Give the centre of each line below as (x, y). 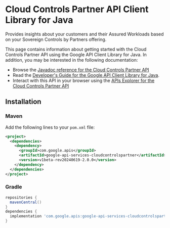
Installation (23, 102)
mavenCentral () (26, 202)
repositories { (21, 197)
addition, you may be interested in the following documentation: (72, 60)
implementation (26, 216)
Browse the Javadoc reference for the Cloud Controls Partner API (81, 70)
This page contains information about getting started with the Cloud (76, 49)
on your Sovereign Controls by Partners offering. (56, 39)
